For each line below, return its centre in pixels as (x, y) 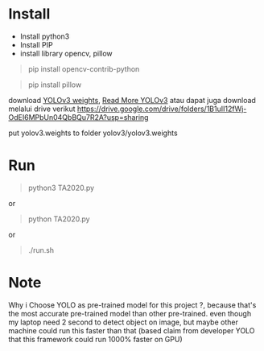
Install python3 (45, 36)
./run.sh (41, 250)
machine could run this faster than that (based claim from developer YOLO (132, 330)
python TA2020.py (59, 219)
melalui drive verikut (42, 109)
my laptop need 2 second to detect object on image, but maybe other (124, 322)
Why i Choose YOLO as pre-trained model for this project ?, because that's (132, 305)
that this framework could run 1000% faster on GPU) (95, 339)
